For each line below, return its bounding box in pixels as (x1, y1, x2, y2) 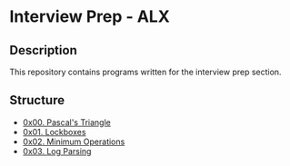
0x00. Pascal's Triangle (22, 116, 111, 128)
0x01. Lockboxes (22, 126, 86, 137)
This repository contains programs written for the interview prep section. (9, 66, 282, 77)
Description (9, 43, 77, 58)
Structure (9, 93, 65, 108)
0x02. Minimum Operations (22, 136, 125, 147)
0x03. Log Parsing (22, 145, 92, 156)
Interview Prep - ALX (9, 6, 170, 27)
